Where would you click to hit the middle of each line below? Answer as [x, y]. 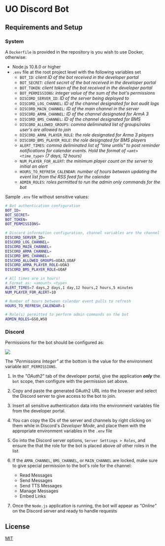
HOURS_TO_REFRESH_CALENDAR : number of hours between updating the [88, 171]
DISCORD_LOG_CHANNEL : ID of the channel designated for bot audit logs [89, 103]
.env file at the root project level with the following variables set [77, 72]
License [17, 527]
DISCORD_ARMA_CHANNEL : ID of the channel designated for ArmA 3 [84, 114]
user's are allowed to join [45, 130]
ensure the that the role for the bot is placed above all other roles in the [84, 446]
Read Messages [36, 475]
